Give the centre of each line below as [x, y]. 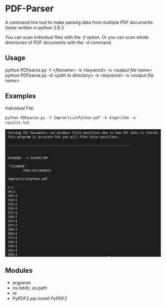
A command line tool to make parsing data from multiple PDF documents [79, 22]
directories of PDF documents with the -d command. [59, 42]
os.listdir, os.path [30, 288]
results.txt [17, 123]
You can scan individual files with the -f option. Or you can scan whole [77, 37]
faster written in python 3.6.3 [35, 27]
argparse [21, 282]
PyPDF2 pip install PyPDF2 [40, 298]
